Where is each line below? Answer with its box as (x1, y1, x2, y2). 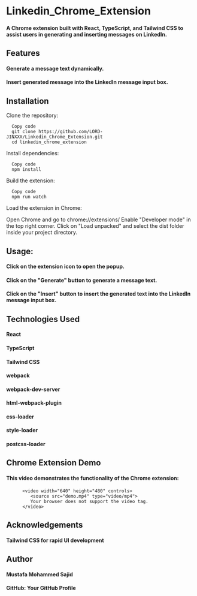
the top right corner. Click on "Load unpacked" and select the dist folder (6, 222, 184, 230)
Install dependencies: (6, 150, 59, 157)
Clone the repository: (6, 112, 59, 119)
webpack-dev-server (6, 386, 60, 393)
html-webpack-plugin (6, 399, 62, 407)
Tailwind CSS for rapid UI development (6, 537, 104, 544)
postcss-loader (6, 441, 46, 448)
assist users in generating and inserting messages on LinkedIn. (6, 31, 168, 38)
